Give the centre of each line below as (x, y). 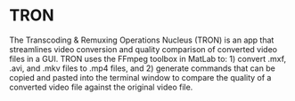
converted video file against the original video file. (101, 87)
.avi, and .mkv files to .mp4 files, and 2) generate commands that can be (143, 68)
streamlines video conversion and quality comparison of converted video (143, 49)
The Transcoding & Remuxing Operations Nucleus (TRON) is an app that (142, 40)
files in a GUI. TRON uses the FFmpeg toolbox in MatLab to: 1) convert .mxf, (148, 58)
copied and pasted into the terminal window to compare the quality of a (140, 77)
